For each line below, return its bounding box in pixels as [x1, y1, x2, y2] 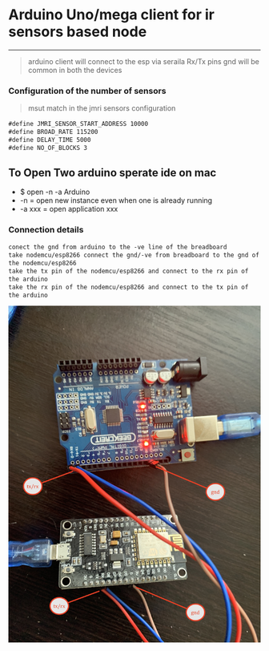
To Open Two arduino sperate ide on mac [8, 166, 217, 180]
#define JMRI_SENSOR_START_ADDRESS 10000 [8, 120, 149, 128]
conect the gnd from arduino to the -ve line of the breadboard [8, 243, 227, 252]
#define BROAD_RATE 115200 [8, 128, 98, 136]
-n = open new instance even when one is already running [19, 196, 213, 205]
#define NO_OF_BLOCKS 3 [8, 144, 88, 152]
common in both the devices [27, 65, 122, 75]
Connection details [8, 224, 84, 235]
